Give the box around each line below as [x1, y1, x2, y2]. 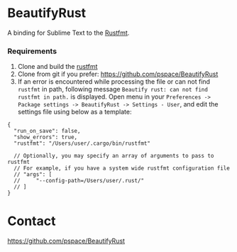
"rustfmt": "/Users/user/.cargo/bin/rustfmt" [13, 140, 151, 147]
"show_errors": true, [13, 133, 78, 141]
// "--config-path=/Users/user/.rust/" [13, 177, 144, 185]
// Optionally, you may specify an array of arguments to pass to [13, 153, 214, 160]
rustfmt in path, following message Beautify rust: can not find [17, 85, 208, 94]
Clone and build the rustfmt [17, 62, 98, 71]
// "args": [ [13, 171, 53, 178]
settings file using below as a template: [17, 108, 132, 116]
